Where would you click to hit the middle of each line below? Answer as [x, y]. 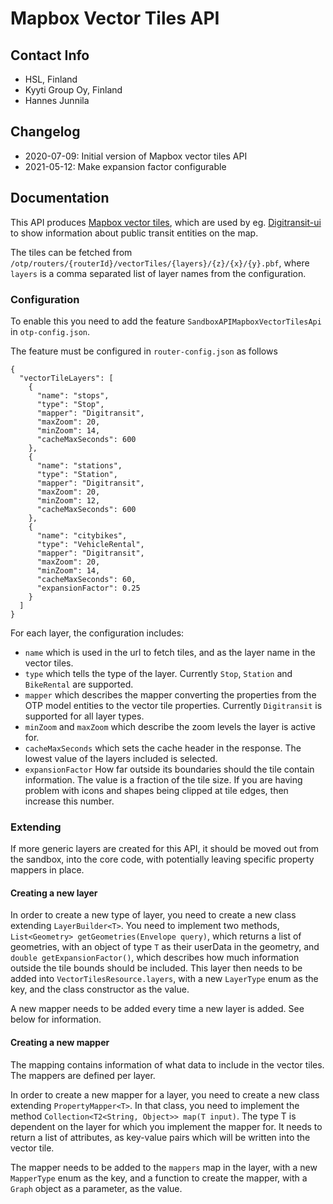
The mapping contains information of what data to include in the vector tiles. [167, 1064]
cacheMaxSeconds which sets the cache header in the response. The [163, 748]
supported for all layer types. [84, 716]
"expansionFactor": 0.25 [88, 588]
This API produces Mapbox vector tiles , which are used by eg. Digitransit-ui [166, 222]
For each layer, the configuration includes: [97, 633]
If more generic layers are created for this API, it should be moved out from [165, 849]
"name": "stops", [73, 395]
